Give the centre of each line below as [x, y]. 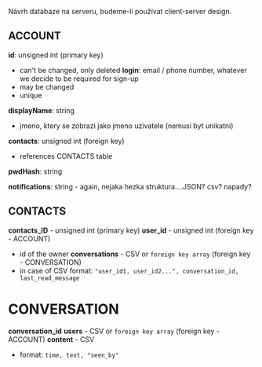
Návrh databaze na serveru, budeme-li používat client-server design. [120, 11]
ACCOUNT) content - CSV [51, 339]
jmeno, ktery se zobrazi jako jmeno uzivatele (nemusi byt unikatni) [126, 126]
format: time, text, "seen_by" [69, 354]
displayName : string [41, 110]
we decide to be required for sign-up [79, 79]
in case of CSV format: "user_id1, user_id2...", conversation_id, [129, 270]
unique [31, 95]
